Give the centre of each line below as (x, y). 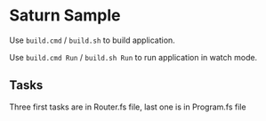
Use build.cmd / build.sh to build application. (92, 40)
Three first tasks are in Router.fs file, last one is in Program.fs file (128, 107)
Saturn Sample (65, 16)
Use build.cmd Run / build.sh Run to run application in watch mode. (133, 57)
